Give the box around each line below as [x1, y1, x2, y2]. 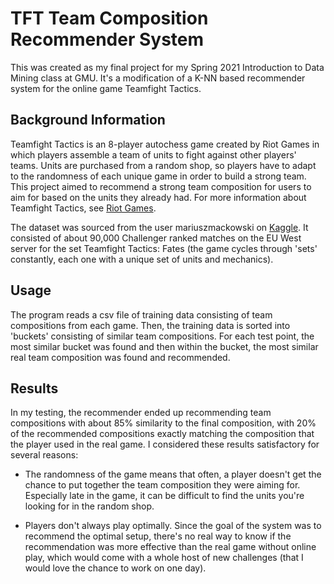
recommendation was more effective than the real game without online [24, 541, 317, 553]
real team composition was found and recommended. [10, 351, 231, 363]
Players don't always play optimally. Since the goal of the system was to [24, 520, 322, 532]
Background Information [10, 112, 166, 129]
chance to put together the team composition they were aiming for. [24, 479, 301, 491]
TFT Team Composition [10, 7, 209, 30]
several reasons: [10, 449, 79, 461]
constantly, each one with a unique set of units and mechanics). [10, 253, 274, 265]
